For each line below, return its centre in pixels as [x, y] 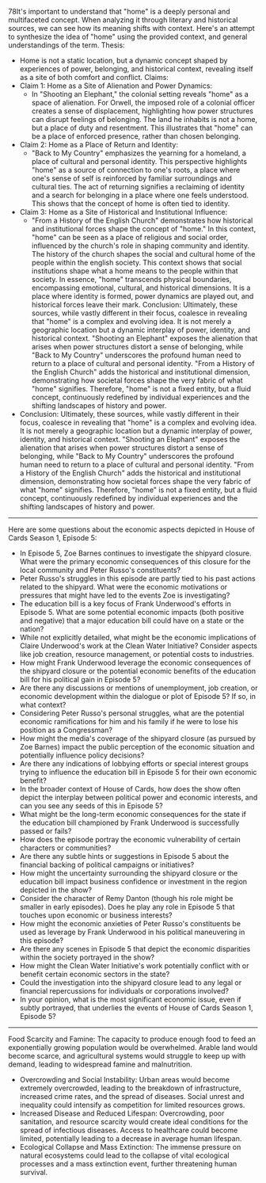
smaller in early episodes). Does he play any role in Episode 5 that [127, 907]
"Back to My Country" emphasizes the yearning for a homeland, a [139, 153]
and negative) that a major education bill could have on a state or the [132, 620]
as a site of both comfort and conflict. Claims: [94, 77]
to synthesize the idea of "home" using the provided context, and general [128, 36]
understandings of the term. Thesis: [66, 45]
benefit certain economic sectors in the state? [95, 974]
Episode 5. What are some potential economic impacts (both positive [132, 612]
